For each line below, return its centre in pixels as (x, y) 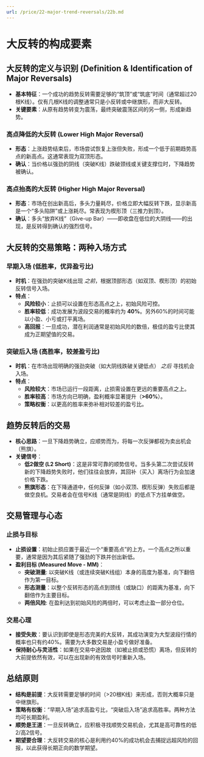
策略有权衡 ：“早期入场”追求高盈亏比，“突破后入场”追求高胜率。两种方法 (105, 709)
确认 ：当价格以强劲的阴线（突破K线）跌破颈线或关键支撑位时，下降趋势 (105, 164)
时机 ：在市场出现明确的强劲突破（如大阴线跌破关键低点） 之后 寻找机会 (105, 366)
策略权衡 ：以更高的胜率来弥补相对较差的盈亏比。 (86, 404)
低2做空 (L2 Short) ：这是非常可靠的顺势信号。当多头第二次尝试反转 (109, 464)
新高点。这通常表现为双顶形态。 (66, 156)
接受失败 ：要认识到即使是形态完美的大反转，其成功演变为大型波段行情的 (106, 634)
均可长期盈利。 (34, 717)
